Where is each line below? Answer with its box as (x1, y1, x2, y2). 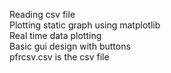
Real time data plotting (9, 30, 102, 41)
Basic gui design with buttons (9, 40, 131, 52)
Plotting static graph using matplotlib (9, 19, 161, 31)
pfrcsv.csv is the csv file (9, 51, 110, 63)
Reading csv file (9, 9, 76, 20)
